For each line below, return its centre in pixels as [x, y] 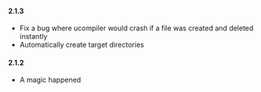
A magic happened [50, 80]
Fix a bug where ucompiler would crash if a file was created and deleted [136, 28]
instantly [33, 37]
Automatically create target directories [82, 45]
